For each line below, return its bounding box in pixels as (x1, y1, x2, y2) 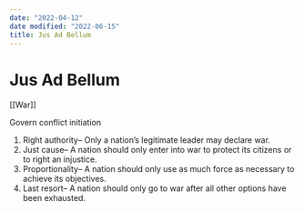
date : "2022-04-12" (9, 13, 84, 23)
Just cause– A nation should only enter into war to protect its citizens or (22, 145, 292, 156)
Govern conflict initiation (9, 117, 102, 128)
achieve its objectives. (22, 174, 106, 185)
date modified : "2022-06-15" (9, 22, 120, 31)
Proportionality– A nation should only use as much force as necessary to (22, 164, 295, 175)
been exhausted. (22, 193, 86, 204)
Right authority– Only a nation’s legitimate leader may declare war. (22, 135, 271, 146)
